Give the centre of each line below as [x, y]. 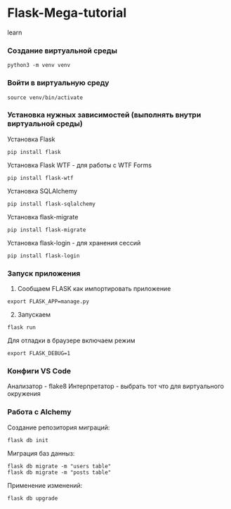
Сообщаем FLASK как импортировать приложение [94, 289]
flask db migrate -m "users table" [59, 466]
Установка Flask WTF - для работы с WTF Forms [80, 165]
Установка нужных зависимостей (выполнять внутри [104, 115]
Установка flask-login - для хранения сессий [74, 243]
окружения [24, 394]
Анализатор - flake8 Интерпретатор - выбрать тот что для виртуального [116, 386]
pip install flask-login [44, 256]
